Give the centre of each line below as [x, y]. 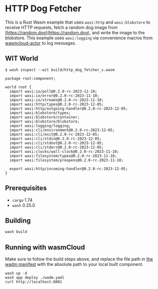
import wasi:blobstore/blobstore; [45, 121]
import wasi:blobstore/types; [40, 113]
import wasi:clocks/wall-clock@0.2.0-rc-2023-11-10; [64, 151]
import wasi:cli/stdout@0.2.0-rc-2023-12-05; [57, 143]
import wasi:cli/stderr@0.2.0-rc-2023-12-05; [57, 147]
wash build [16, 232]
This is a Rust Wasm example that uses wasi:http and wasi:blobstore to [78, 22]
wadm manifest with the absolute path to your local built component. [74, 264]
